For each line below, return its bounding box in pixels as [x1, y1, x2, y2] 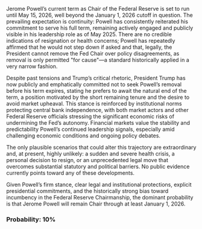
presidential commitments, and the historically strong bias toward [6, 187, 169, 195]
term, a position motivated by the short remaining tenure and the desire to [6, 93, 190, 101]
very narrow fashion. [6, 63, 58, 70]
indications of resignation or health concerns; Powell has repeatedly [6, 37, 175, 44]
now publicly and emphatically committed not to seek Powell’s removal [6, 81, 182, 88]
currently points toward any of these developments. [6, 169, 134, 177]
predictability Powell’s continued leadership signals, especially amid [6, 126, 175, 133]
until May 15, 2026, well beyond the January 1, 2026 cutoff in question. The [6, 11, 193, 19]
